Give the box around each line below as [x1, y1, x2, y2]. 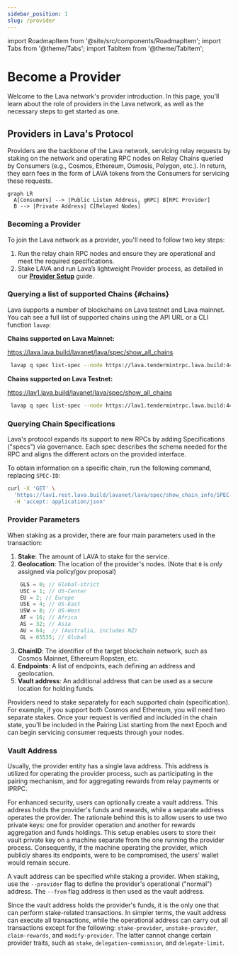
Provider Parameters [7, 515, 80, 524]
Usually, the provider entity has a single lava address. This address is [7, 761, 209, 770]
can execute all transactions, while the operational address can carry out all [7, 916, 228, 924]
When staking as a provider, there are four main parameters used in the [7, 531, 216, 539]
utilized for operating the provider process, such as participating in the [7, 769, 213, 778]
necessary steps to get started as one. [7, 107, 120, 116]
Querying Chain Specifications [7, 419, 115, 429]
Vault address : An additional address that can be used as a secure [17, 676, 213, 685]
